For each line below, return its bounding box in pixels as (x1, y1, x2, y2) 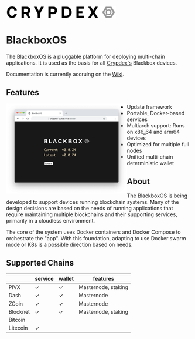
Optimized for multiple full (126, 140, 189, 147)
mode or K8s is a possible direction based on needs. (6, 241, 133, 248)
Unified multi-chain (126, 153, 173, 160)
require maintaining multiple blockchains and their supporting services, (6, 211, 177, 218)
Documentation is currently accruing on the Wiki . (6, 71, 124, 78)
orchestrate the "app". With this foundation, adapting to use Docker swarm (6, 234, 186, 241)
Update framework (126, 103, 173, 110)
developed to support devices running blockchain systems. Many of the (6, 198, 179, 205)
